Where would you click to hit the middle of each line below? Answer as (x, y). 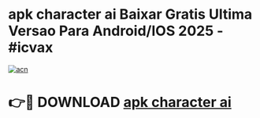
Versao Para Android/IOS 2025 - (116, 31)
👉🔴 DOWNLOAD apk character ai (120, 102)
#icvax (31, 48)
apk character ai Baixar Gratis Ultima (130, 14)
